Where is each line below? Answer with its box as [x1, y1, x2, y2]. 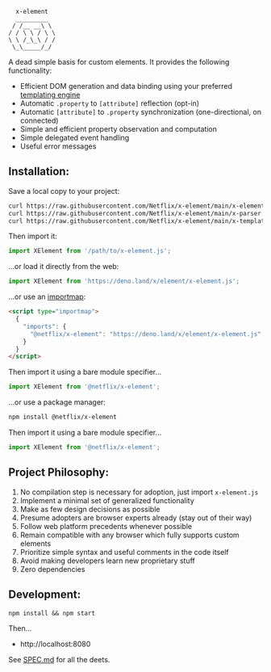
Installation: [8, 165, 70, 178]
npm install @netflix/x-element [8, 413, 117, 422]
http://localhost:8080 [19, 639, 91, 649]
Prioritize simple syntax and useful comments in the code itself [19, 547, 230, 556]
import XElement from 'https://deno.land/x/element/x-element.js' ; [8, 277, 240, 286]
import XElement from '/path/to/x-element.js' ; [8, 247, 172, 255]
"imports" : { [23, 322, 67, 330]
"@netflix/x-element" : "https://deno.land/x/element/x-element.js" [29, 330, 262, 338]
